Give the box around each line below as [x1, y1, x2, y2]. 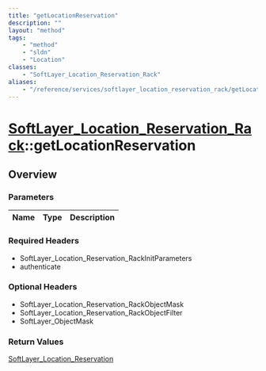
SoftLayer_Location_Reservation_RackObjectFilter [19, 308, 183, 317]
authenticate [19, 262, 61, 271]
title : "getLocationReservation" [8, 11, 119, 20]
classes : [8, 63, 37, 71]
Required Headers [8, 235, 79, 247]
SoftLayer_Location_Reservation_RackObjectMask [19, 299, 184, 309]
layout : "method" [8, 26, 66, 34]
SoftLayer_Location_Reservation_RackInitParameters [19, 253, 192, 262]
